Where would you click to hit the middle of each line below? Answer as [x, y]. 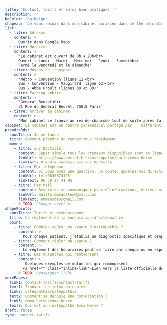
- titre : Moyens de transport [41, 70]
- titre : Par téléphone [39, 167]
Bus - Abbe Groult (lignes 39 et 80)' [58, 88]
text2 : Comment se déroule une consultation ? [59, 296]
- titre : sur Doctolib [38, 149]
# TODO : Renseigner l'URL [45, 273]
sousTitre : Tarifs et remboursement [47, 213]
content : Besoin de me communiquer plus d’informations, [79, 190]
